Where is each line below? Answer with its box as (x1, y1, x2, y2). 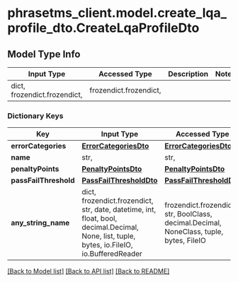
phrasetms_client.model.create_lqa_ (7, 5, 227, 21)
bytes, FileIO (164, 235, 207, 245)
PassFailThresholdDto (81, 175, 158, 185)
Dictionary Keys (7, 111, 64, 121)
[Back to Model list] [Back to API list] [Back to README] (7, 267, 170, 276)
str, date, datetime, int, (81, 205, 157, 215)
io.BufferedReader (81, 249, 143, 259)
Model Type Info (7, 48, 81, 60)
